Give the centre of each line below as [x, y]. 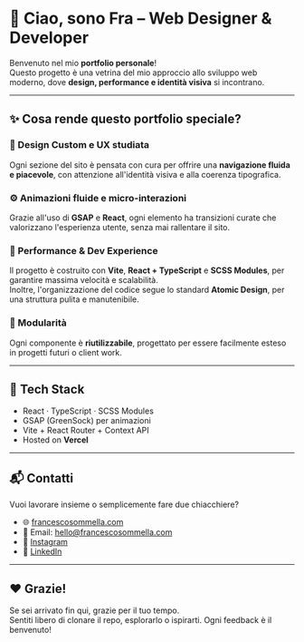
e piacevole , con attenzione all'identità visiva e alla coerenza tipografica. [146, 174]
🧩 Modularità [38, 323]
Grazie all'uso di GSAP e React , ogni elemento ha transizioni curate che [143, 218]
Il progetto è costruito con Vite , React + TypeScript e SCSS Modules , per [147, 270]
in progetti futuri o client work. [66, 352]
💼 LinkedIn [42, 551]
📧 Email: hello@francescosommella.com [97, 532]
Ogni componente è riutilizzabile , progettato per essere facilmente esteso [148, 343]
